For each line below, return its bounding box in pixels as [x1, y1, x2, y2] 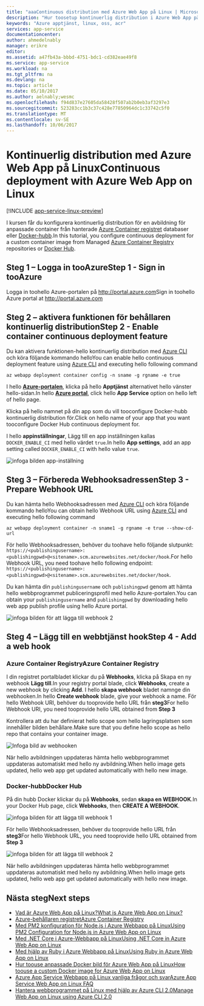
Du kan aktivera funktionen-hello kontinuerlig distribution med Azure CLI [6, 348, 188, 355]
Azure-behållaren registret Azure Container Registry [15, 915, 144, 923]
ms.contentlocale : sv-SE [6, 116, 69, 122]
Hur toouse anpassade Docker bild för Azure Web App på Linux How [15, 961, 186, 968]
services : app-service [6, 26, 64, 32]
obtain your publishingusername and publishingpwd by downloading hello [6, 596, 188, 603]
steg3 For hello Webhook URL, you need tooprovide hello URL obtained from [6, 832, 197, 840]
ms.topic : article [6, 83, 53, 89]
